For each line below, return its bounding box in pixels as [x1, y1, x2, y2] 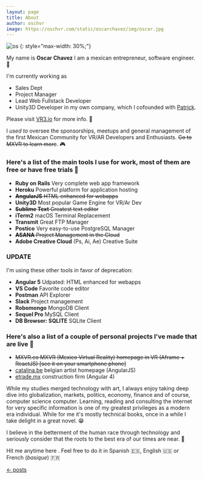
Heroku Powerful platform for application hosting [15, 186, 138, 193]
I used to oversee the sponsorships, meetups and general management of [6, 127, 191, 134]
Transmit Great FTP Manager [15, 218, 89, 226]
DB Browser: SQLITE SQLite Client [15, 317, 102, 324]
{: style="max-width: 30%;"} [19, 43, 92, 50]
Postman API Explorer [15, 291, 71, 298]
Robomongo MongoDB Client [15, 304, 89, 311]
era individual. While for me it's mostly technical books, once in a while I [6, 411, 187, 418]
